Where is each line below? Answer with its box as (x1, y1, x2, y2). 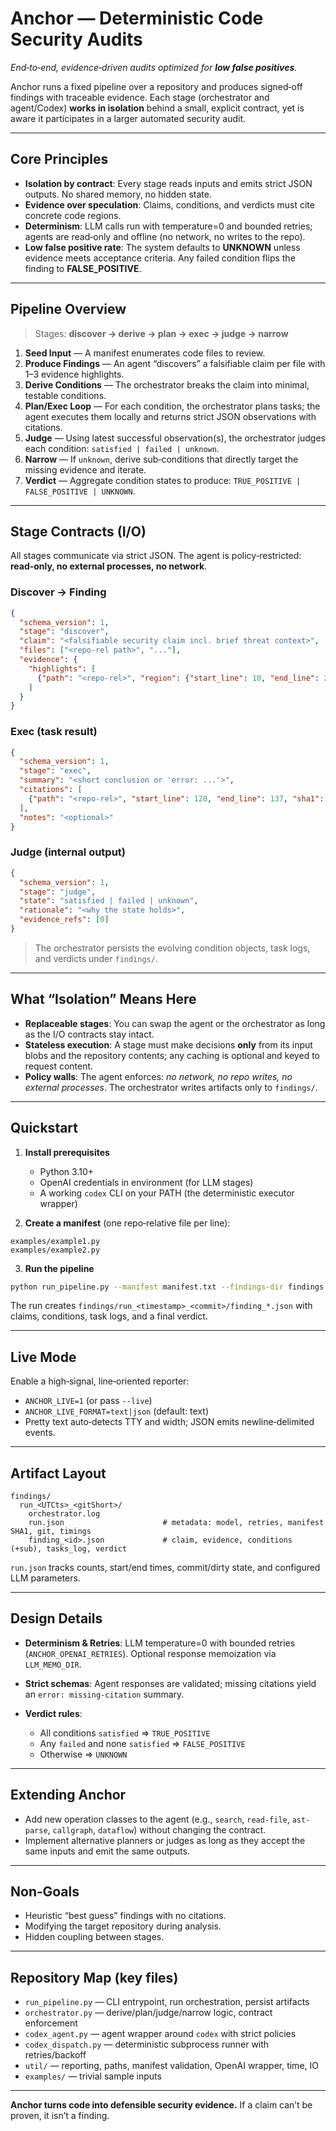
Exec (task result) (10, 725, 98, 739)
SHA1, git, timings (10, 1527, 92, 1537)
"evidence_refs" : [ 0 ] (19, 915, 110, 925)
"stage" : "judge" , (19, 887, 97, 897)
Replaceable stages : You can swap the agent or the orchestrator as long (24, 1017, 326, 1029)
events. (24, 1427, 56, 1439)
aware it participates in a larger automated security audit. (10, 112, 247, 124)
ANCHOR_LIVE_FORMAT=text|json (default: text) (24, 1405, 210, 1417)
